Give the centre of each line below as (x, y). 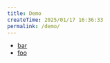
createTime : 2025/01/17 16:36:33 (55, 20)
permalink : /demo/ (34, 26)
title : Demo (24, 13)
